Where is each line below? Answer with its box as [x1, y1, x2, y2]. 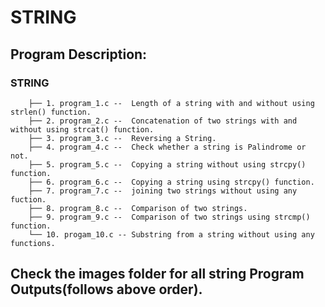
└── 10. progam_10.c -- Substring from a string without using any [28, 229, 315, 240]
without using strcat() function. [10, 124, 155, 135]
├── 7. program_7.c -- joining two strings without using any [28, 186, 298, 196]
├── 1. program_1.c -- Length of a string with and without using [28, 98, 315, 108]
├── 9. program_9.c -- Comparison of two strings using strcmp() [28, 212, 311, 222]
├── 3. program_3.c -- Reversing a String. [28, 133, 217, 143]
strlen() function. [10, 107, 92, 117]
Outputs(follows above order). [10, 281, 203, 298]
